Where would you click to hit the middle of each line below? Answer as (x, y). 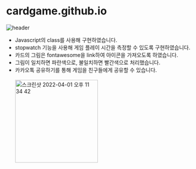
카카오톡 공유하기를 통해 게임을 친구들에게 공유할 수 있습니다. (86, 70)
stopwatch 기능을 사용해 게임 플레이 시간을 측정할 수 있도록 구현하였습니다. (102, 47)
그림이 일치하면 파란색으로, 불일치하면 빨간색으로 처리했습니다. (88, 62)
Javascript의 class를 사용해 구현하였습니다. (66, 40)
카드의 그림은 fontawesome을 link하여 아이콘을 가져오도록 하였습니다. (96, 55)
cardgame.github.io (57, 11)
